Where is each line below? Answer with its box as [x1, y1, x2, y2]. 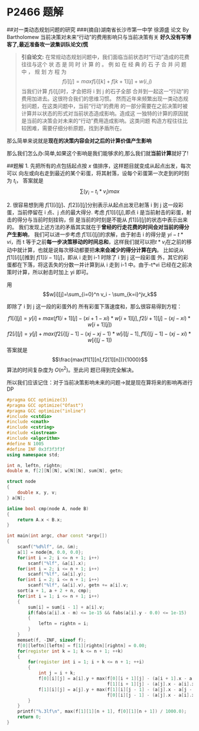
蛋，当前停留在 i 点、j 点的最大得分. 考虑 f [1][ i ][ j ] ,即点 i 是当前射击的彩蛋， [6, 208, 187, 216]
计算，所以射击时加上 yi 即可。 [17, 269, 92, 276]
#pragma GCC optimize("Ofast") [6, 402, 84, 408]
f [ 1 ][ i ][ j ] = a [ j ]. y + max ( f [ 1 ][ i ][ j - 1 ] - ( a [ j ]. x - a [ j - [38, 686, 193, 693]
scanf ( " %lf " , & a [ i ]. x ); [28, 560, 86, 566]
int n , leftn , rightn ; [6, 462, 63, 468]
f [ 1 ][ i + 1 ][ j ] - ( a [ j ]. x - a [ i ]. [107, 681, 193, 687]
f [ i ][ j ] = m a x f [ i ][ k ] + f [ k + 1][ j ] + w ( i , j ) [62, 77, 152, 84]
